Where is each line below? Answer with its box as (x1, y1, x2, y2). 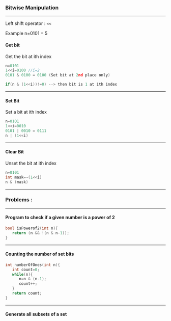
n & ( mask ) (5, 179, 28, 184)
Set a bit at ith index (5, 109, 47, 115)
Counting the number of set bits (5, 251, 74, 257)
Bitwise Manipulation (5, 4, 59, 11)
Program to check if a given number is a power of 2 (5, 215, 116, 221)
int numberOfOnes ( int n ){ (5, 262, 60, 267)
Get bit (5, 42, 20, 48)
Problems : (5, 196, 33, 203)
